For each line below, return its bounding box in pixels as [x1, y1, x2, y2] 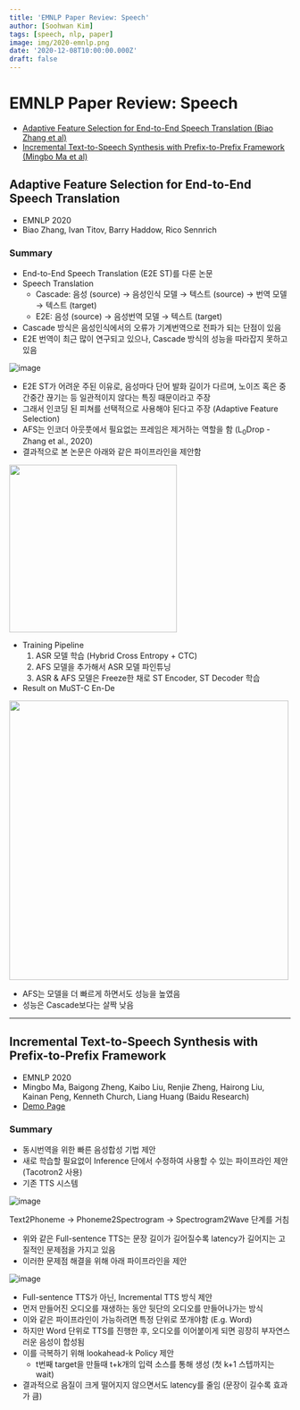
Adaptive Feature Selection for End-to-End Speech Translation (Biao [21, 122, 274, 133]
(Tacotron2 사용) [21, 1166, 83, 1177]
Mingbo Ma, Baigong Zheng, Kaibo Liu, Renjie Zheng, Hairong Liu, [21, 1081, 265, 1092]
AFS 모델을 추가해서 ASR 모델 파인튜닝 [35, 661, 171, 671]
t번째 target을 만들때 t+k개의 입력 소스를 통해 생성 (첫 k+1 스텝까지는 [35, 1358, 275, 1369]
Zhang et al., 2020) [21, 435, 94, 446]
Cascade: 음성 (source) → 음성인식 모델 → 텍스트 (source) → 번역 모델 [35, 289, 287, 300]
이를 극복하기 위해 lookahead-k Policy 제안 [21, 1347, 174, 1358]
